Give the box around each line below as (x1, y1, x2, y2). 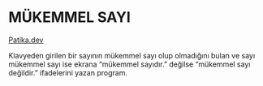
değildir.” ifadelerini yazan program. (8, 67, 128, 77)
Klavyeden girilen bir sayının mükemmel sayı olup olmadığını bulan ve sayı (8, 50, 256, 60)
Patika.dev (8, 35, 44, 45)
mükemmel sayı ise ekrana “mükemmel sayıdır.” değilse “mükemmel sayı (8, 59, 251, 69)
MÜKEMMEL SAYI (8, 8, 131, 27)
